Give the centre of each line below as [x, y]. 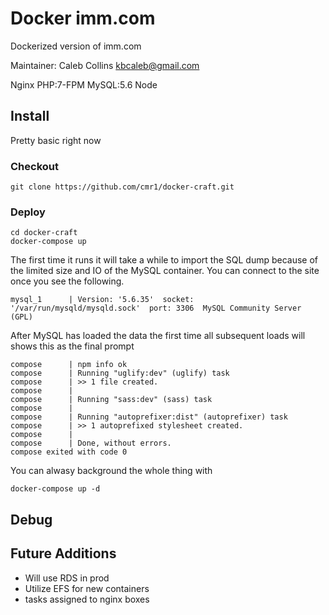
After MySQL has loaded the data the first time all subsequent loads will [158, 336]
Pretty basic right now [56, 140]
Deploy [28, 212]
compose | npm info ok [69, 365]
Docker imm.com [83, 18]
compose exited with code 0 [69, 452]
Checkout [34, 166]
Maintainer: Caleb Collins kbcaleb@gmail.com [105, 65]
